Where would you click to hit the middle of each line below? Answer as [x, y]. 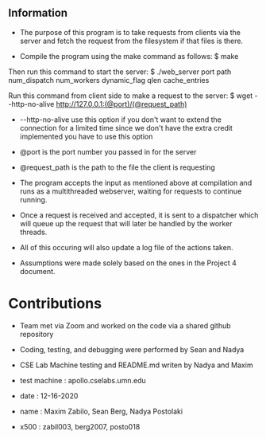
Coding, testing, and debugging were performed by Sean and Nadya [132, 349]
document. [37, 271]
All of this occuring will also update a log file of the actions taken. [126, 247]
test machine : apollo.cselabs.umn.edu [83, 380]
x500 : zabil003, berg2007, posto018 [80, 426]
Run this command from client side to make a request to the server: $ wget [131, 96]
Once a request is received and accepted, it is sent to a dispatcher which [139, 215]
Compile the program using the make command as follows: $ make [129, 56]
